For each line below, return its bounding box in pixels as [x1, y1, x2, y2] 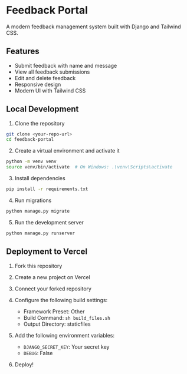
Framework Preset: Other [23, 307, 85, 315]
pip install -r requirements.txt [6, 186, 88, 192]
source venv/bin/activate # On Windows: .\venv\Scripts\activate [6, 164, 173, 170]
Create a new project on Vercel [14, 273, 90, 280]
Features [6, 47, 40, 57]
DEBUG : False [23, 349, 53, 356]
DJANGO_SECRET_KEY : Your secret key [23, 343, 110, 350]
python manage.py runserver [6, 230, 76, 236]
